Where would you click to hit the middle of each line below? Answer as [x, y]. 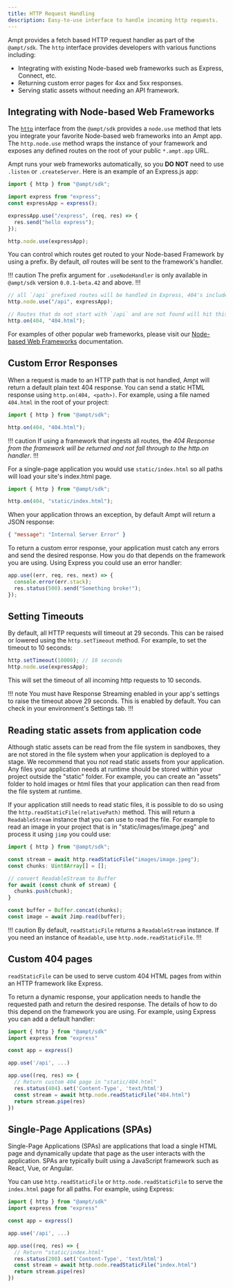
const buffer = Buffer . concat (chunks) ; [65, 910]
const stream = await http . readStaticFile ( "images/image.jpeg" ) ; [104, 859]
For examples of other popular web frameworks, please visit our [99, 334]
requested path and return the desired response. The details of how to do [112, 1004]
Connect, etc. [37, 75]
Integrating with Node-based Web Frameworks [111, 112]
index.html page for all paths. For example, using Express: [91, 1189]
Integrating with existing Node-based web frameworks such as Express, [121, 68]
